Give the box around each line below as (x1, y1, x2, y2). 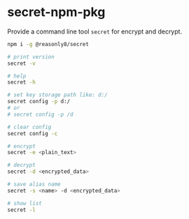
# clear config (7, 123, 52, 130)
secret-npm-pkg (7, 4, 106, 20)
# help (7, 73, 27, 80)
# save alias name (7, 181, 61, 188)
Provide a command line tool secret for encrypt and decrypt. (7, 27, 183, 36)
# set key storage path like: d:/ (7, 91, 108, 98)
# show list (7, 199, 42, 206)
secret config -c (7, 130, 58, 137)
